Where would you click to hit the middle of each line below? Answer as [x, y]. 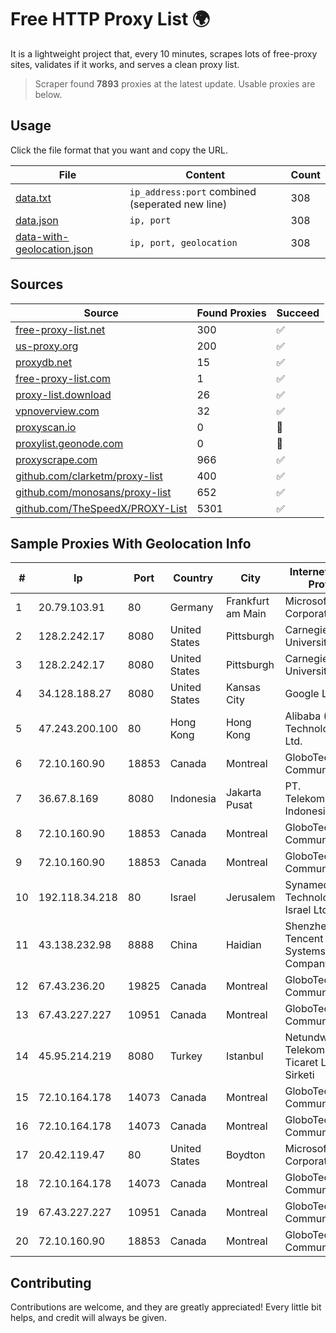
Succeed [298, 313]
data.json [37, 220]
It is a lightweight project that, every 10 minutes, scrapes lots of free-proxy [164, 53]
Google [302, 694]
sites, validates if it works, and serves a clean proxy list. [125, 64]
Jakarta [243, 793]
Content [205, 174]
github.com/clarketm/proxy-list [89, 476]
